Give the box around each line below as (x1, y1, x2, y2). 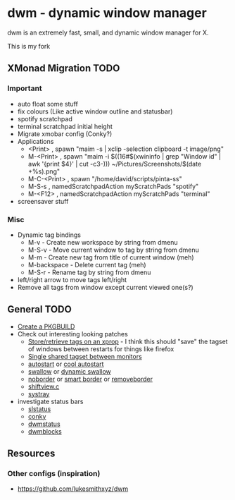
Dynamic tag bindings (17, 231, 81, 239)
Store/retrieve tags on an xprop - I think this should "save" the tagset (27, 337, 228, 346)
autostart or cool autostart (27, 360, 104, 368)
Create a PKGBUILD (17, 322, 75, 331)
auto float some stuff (17, 99, 79, 108)
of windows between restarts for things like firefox (27, 344, 174, 353)
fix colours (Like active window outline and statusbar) (17, 107, 173, 116)
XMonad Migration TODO (7, 62, 120, 75)
